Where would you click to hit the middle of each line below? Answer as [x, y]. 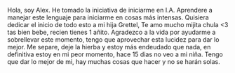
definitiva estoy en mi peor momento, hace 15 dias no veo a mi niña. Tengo [115, 54]
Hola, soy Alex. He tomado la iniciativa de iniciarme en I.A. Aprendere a [110, 10]
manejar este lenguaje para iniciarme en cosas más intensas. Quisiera [108, 17]
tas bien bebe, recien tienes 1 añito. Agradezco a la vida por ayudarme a [112, 32]
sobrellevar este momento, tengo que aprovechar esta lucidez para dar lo [113, 40]
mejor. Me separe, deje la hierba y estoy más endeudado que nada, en [109, 47]
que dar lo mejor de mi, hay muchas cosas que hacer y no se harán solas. [114, 62]
